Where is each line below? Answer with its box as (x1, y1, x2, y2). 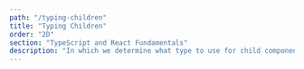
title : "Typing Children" (9, 22, 107, 30)
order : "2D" (9, 30, 54, 39)
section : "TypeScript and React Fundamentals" (9, 38, 188, 47)
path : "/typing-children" (9, 13, 107, 22)
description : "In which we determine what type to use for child (9, 47, 261, 56)
